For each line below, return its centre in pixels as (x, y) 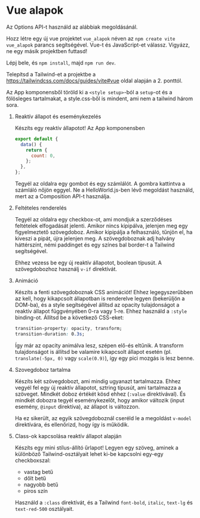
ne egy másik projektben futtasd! (47, 51)
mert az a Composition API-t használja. (63, 196)
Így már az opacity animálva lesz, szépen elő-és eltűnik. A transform (99, 345)
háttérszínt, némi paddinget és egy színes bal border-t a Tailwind (95, 245)
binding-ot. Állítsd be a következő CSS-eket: (69, 317)
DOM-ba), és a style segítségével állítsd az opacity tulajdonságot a (97, 305)
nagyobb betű (41, 485)
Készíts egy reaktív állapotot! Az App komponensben (80, 128)
